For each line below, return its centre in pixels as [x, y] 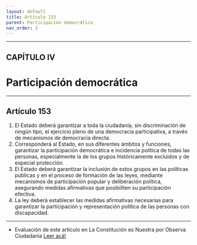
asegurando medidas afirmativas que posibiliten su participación [93, 188]
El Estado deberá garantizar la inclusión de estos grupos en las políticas [101, 169]
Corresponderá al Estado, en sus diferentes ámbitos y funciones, [93, 144]
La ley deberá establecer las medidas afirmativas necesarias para [94, 200]
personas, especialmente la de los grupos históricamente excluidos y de [102, 157]
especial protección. [39, 163]
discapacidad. [32, 213]
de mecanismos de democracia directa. [62, 138]
